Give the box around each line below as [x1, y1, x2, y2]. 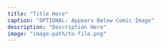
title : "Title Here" [7, 10, 69, 18]
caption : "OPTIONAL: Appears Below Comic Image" [7, 17, 155, 24]
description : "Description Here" [7, 23, 107, 30]
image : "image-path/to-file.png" [7, 30, 107, 37]
